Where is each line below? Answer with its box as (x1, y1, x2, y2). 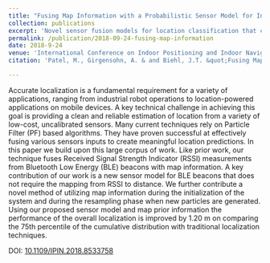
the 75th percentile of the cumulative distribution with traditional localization (8, 221, 260, 231)
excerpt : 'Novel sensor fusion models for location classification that (8, 26, 257, 34)
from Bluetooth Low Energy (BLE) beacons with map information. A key (8, 162, 243, 172)
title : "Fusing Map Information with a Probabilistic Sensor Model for (8, 11, 253, 20)
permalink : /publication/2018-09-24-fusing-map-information (8, 34, 215, 42)
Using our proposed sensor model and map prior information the (8, 204, 223, 214)
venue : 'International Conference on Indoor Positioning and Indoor (8, 49, 243, 57)
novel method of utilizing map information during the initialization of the (8, 188, 245, 197)
